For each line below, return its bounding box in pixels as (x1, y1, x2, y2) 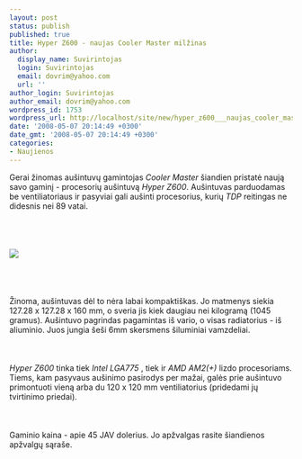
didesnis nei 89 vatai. (9, 200, 88, 211)
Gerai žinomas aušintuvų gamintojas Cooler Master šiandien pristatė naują (9, 172, 285, 183)
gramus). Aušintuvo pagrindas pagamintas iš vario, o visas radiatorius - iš (9, 314, 282, 325)
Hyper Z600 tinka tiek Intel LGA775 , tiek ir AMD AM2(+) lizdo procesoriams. (9, 362, 292, 373)
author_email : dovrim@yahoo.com (9, 96, 130, 106)
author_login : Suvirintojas (9, 88, 115, 97)
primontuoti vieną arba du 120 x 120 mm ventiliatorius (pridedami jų (9, 382, 259, 392)
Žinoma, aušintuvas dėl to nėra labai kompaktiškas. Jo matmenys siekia (9, 295, 274, 306)
